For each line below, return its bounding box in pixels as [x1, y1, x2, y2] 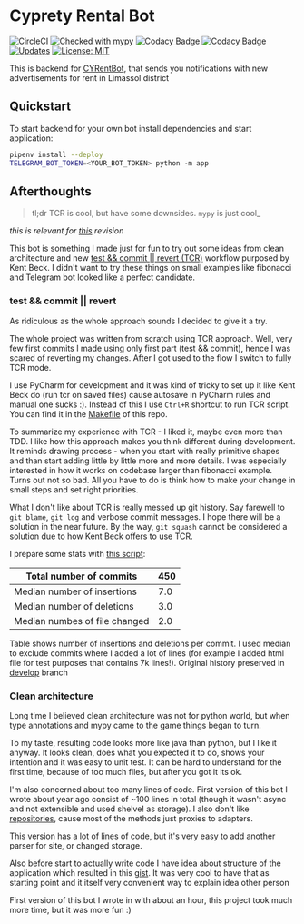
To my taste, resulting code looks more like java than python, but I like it [9, 737, 277, 748]
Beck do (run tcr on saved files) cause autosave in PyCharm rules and [9, 389, 270, 400]
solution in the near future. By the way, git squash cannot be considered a [9, 521, 288, 532]
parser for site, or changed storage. [9, 840, 142, 850]
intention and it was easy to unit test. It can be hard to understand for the [9, 756, 282, 768]
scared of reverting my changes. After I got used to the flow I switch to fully [9, 352, 292, 363]
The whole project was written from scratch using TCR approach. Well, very [9, 333, 293, 343]
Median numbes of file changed [14, 614, 150, 627]
